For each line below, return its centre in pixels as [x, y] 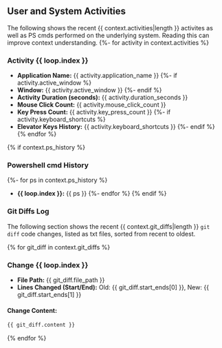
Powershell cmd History [48, 165]
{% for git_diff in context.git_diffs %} [59, 247]
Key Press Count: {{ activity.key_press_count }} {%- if [93, 112]
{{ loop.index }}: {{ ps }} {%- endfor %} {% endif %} [92, 194]
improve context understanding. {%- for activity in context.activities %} [108, 42]
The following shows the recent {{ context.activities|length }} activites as [110, 28]
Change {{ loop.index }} [48, 265]
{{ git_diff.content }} [41, 325]
